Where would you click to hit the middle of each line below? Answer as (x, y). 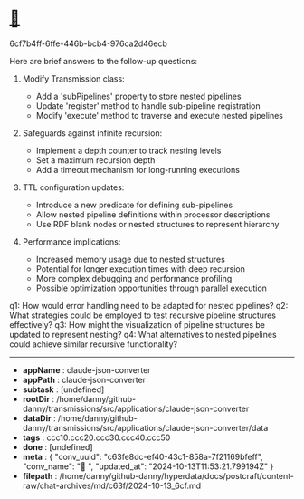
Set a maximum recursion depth (95, 160)
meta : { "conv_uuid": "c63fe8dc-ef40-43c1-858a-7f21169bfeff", (143, 456)
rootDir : (38, 398)
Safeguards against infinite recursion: (92, 133)
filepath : (40, 475)
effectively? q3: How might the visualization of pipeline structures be (137, 324)
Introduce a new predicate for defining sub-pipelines (134, 205)
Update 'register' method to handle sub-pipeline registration (148, 106)
